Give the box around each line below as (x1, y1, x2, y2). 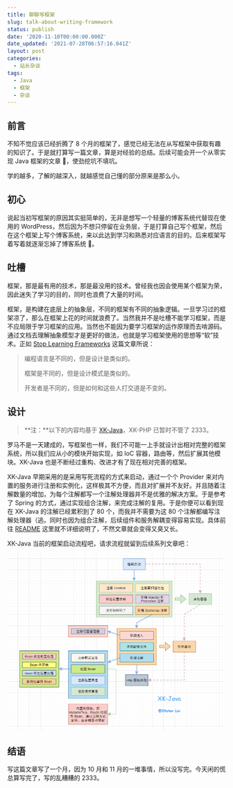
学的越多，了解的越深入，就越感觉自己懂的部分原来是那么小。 (7, 172, 184, 180)
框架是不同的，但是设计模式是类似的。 (24, 369, 134, 377)
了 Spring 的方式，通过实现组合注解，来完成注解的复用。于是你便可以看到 (7, 498, 218, 507)
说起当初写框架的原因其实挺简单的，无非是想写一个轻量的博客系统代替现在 (7, 213, 220, 222)
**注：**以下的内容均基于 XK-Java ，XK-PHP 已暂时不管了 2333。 (24, 426, 213, 434)
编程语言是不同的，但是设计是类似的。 (24, 354, 134, 362)
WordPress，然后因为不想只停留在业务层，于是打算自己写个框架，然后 (20, 222, 223, 230)
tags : (7, 69, 23, 76)
